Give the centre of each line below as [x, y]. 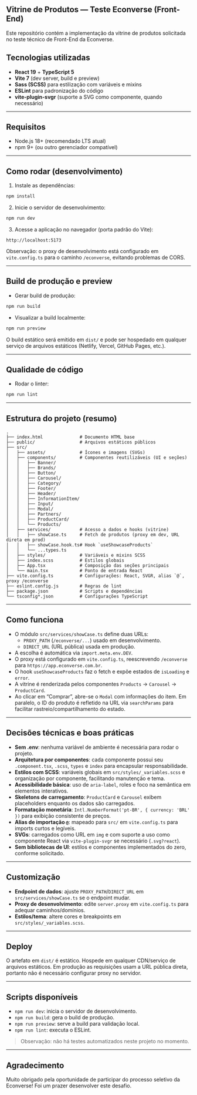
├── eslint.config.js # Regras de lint [64, 586]
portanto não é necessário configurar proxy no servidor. [74, 973]
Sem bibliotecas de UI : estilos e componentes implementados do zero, [100, 847]
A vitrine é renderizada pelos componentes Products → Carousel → [96, 684]
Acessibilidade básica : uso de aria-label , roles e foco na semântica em [103, 784]
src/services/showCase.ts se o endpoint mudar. [72, 898]
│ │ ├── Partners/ [34, 514]
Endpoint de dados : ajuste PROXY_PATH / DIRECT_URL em [79, 891]
